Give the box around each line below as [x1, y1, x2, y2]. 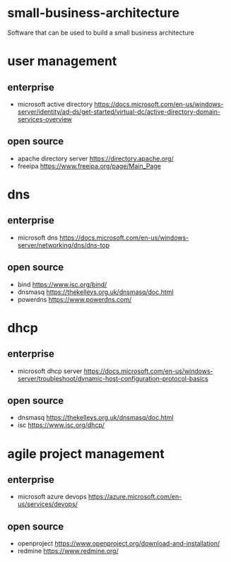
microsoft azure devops [17, 493, 87, 501]
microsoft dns [17, 233, 59, 242]
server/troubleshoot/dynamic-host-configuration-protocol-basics [17, 374, 208, 382]
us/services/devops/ [17, 500, 78, 508]
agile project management [7, 445, 165, 462]
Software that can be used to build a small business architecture [7, 28, 194, 37]
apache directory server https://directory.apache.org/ [17, 154, 174, 163]
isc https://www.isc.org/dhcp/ [17, 421, 105, 429]
